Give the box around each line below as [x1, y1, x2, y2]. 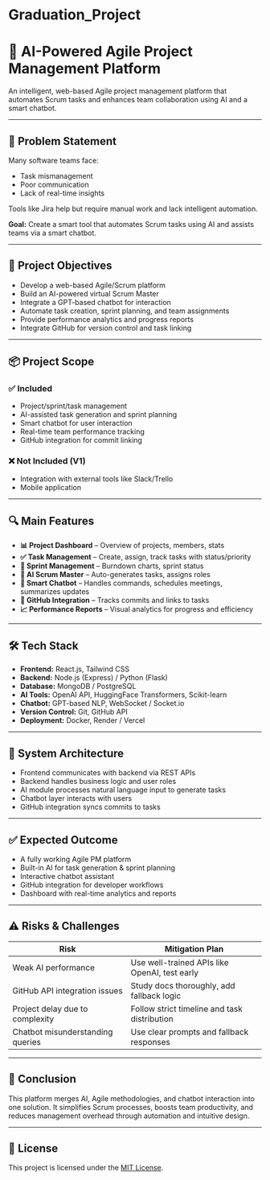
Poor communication [19, 179, 90, 189]
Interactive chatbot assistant [19, 871, 115, 881]
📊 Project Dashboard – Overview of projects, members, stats [19, 540, 225, 550]
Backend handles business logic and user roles [19, 777, 177, 786]
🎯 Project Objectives [8, 259, 112, 273]
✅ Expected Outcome [8, 833, 118, 847]
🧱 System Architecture [8, 746, 125, 760]
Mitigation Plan [164, 943, 224, 955]
